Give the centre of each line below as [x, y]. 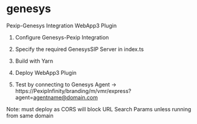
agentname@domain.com [66, 97]
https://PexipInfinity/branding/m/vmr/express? [73, 91]
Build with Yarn [34, 61]
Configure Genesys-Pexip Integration [62, 37]
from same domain [30, 115]
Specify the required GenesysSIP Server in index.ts [80, 49]
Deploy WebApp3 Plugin [46, 72]
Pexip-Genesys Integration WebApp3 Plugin [62, 26]
